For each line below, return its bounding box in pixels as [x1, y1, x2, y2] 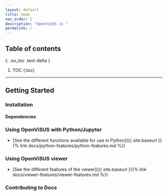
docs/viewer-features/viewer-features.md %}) [12, 172, 108, 178]
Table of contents [5, 44, 61, 53]
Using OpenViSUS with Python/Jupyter [5, 126, 102, 133]
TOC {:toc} [12, 67, 35, 73]
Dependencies [5, 113, 36, 120]
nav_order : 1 [5, 16, 32, 21]
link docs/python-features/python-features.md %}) [19, 143, 125, 149]
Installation [5, 101, 33, 108]
